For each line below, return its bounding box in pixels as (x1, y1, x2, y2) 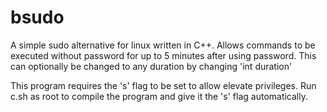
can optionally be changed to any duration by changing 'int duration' (10, 60, 293, 72)
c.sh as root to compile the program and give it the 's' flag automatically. (10, 90, 308, 102)
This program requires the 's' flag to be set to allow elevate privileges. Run (10, 79, 317, 91)
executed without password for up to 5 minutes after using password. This (10, 49, 317, 61)
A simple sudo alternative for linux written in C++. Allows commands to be (10, 39, 316, 51)
